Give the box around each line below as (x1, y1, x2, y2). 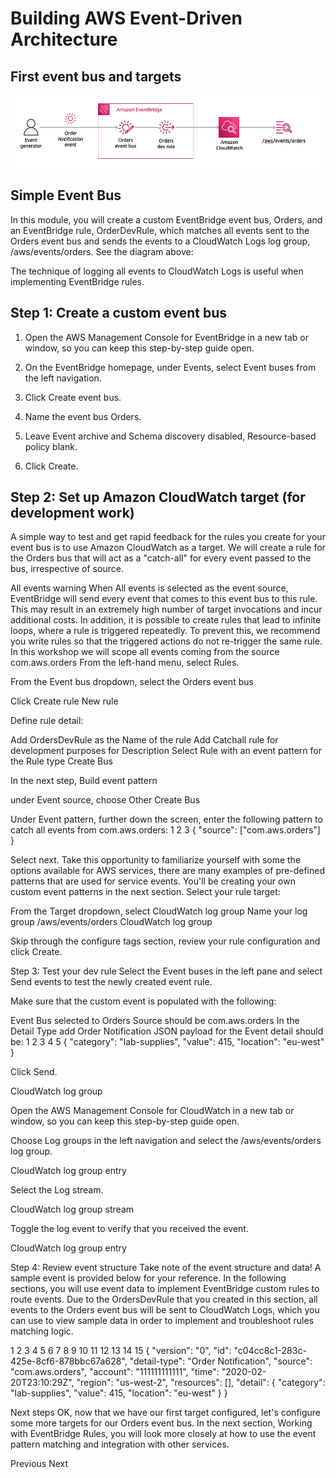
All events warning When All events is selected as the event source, (10, 582, 289, 594)
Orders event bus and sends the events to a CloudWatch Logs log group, (10, 235, 311, 247)
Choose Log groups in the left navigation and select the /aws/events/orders (10, 1135, 322, 1147)
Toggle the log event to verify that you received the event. (10, 1223, 249, 1235)
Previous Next (10, 1458, 69, 1470)
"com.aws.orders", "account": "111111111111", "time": (10, 1366, 220, 1378)
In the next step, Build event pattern (10, 775, 158, 787)
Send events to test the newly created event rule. (10, 976, 213, 988)
